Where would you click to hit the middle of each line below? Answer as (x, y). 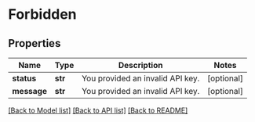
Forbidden (42, 14)
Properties (35, 43)
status (24, 78)
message (29, 91)
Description (140, 65)
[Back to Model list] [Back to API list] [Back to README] (98, 110)
